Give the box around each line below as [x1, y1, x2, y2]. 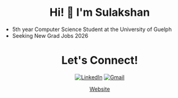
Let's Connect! [61, 54, 138, 68]
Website [89, 85, 110, 93]
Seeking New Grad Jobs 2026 [12, 32, 89, 39]
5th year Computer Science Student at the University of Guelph [12, 26, 172, 33]
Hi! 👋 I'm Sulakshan [50, 5, 150, 19]
